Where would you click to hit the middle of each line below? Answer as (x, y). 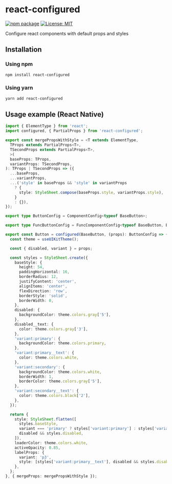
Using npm (19, 64)
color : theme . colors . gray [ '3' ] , (53, 329)
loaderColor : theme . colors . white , (51, 443)
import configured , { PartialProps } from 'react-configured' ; (74, 131)
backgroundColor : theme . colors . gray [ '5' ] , (65, 315)
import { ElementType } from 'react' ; (47, 126)
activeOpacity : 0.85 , (37, 448)
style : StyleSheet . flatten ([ (46, 419)
